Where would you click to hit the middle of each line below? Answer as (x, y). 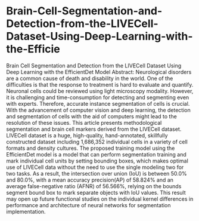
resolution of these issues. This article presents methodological (84, 122)
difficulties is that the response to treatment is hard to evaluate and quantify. (100, 84)
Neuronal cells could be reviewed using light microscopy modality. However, (100, 91)
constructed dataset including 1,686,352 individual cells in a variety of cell (97, 142)
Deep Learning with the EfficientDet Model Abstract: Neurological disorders (99, 72)
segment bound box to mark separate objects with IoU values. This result (96, 192)
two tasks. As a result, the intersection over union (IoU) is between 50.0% (97, 173)
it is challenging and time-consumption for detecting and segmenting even (98, 97)
